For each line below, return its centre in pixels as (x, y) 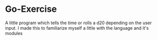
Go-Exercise (31, 9)
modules (14, 33)
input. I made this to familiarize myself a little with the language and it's (77, 28)
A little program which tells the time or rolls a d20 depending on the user (78, 23)
